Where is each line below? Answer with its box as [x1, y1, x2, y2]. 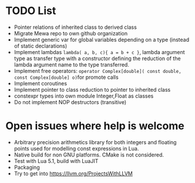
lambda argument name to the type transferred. [14, 61, 130, 68]
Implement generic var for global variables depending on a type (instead [14, 36, 189, 43]
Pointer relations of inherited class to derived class [14, 24, 137, 31]
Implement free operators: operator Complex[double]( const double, [14, 67, 181, 74]
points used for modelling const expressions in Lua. [14, 145, 139, 152]
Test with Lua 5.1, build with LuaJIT [14, 157, 99, 164]
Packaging [14, 164, 40, 171]
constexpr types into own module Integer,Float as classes [14, 92, 154, 99]
